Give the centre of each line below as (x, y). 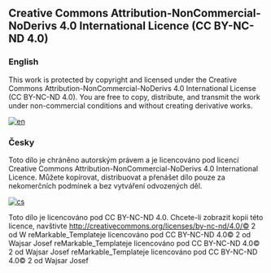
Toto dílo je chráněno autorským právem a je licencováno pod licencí (124, 160)
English (24, 62)
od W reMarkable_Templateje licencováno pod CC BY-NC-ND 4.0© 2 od (129, 234)
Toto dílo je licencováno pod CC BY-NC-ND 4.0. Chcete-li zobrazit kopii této (136, 217)
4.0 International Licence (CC (135, 26)
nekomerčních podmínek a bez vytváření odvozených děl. (105, 185)
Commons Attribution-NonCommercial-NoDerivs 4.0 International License (132, 88)
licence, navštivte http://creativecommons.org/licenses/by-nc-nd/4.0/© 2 (132, 226)
